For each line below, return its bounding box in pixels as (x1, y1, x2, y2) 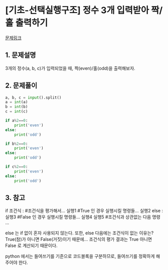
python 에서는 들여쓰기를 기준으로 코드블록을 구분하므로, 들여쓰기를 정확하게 (5, 253, 155, 259)
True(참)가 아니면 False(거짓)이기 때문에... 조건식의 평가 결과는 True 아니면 (5, 236, 152, 242)
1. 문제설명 (5, 51, 36, 59)
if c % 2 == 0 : (5, 164, 28, 169)
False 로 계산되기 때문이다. (5, 242, 58, 249)
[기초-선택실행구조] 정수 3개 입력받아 (5, 5, 149, 16)
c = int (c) (5, 109, 28, 114)
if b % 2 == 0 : (5, 141, 28, 146)
